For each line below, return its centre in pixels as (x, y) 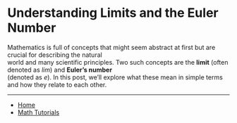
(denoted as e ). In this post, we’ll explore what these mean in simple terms (115, 77)
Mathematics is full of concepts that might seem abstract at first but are (111, 47)
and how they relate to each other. (57, 84)
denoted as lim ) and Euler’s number (60, 70)
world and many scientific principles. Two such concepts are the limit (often (118, 62)
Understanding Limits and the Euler (113, 13)
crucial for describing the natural (55, 55)
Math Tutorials (38, 112)
